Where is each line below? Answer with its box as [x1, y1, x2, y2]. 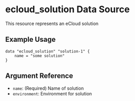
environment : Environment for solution [12, 90, 92, 96]
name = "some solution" [14, 53, 65, 58]
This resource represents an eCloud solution [5, 20, 99, 27]
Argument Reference [5, 71, 73, 80]
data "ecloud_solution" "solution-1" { [5, 48, 90, 54]
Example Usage [5, 35, 56, 44]
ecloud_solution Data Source [5, 4, 130, 15]
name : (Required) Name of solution [12, 85, 84, 91]
